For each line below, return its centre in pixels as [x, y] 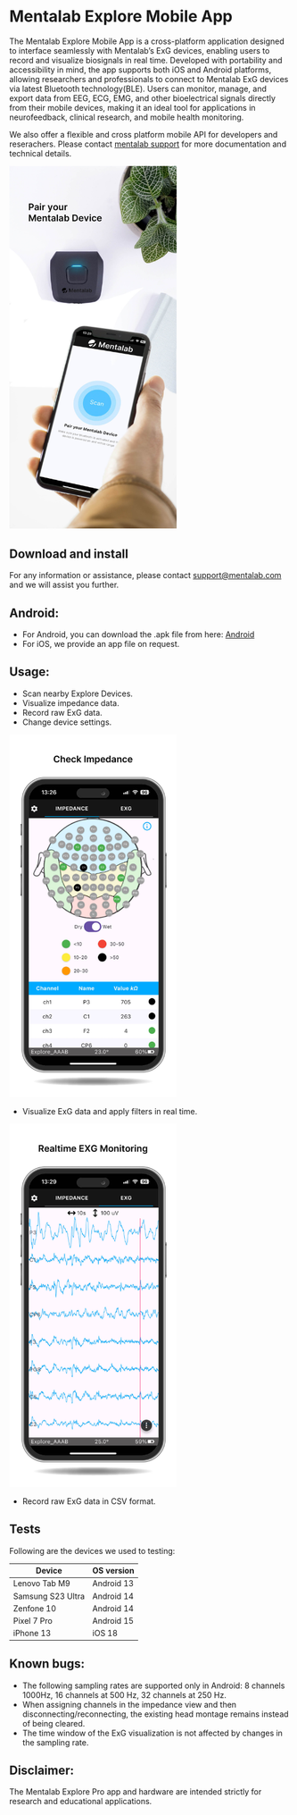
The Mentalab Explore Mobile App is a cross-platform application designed [147, 41]
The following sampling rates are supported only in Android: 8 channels [153, 1685]
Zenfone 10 [34, 1608]
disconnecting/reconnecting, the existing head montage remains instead [155, 1714]
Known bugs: [47, 1664]
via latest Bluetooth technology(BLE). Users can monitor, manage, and [138, 88]
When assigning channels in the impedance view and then [129, 1704]
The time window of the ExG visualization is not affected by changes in [153, 1733]
